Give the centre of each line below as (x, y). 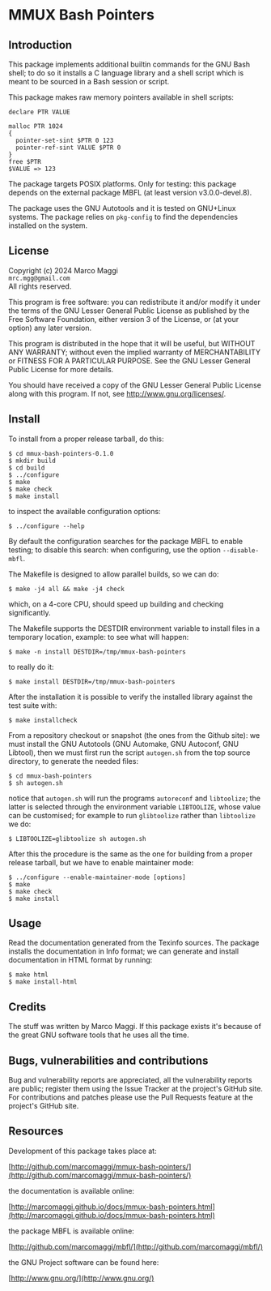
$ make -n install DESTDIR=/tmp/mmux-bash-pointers (97, 652)
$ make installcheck (43, 720)
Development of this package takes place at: (83, 1151)
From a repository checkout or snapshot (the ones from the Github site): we (134, 735)
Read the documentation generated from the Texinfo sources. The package (134, 943)
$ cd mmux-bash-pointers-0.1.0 (61, 453)
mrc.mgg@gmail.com (39, 278)
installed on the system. (48, 225)
